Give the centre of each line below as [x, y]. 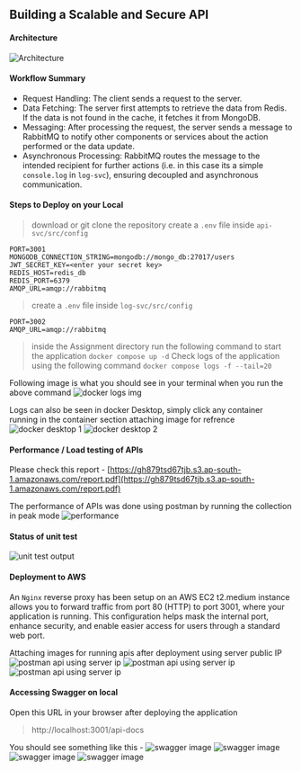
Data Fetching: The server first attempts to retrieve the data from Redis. [155, 108]
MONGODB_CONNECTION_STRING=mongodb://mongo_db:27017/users [122, 257]
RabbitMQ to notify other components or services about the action [145, 136]
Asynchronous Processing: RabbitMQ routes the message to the [141, 156]
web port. [27, 635]
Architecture [34, 37]
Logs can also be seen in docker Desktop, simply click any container [136, 410]
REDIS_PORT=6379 [40, 281]
